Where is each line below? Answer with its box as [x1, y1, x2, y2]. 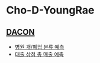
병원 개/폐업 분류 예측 [14, 44, 64, 50]
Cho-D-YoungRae [6, 4, 95, 17]
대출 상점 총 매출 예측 [14, 51, 64, 58]
